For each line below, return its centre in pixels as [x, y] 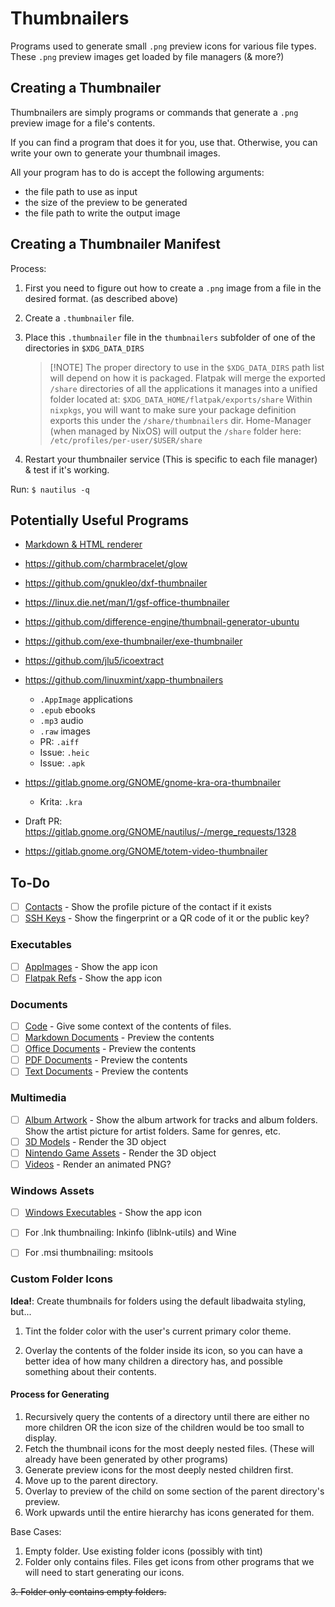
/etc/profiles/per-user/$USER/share [126, 440]
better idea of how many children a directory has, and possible [153, 1361]
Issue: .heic [64, 753]
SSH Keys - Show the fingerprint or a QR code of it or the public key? [167, 918]
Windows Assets [52, 1190]
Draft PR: [43, 821]
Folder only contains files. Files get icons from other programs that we [169, 1561]
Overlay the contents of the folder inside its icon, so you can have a [163, 1350]
